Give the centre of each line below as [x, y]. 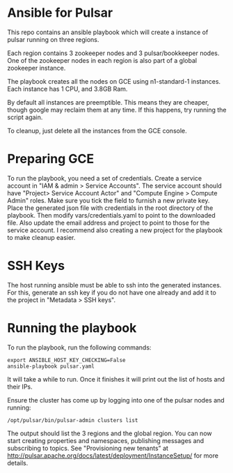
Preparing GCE [51, 159]
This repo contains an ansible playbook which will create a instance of [108, 32]
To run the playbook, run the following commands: [79, 347]
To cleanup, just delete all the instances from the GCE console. [97, 130]
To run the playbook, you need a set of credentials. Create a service [105, 178]
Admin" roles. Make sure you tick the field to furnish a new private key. [109, 200]
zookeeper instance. [37, 68]
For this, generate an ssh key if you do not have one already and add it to [112, 292]
